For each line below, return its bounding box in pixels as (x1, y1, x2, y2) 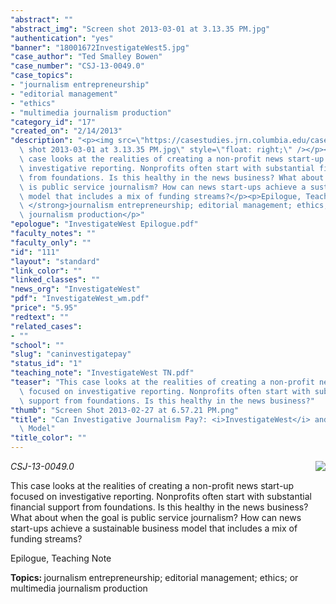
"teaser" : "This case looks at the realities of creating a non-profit (10, 377, 315, 387)
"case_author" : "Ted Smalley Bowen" (10, 52, 163, 62)
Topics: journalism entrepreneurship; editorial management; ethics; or (10, 572, 299, 583)
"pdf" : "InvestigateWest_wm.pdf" (10, 294, 150, 304)
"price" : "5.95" (10, 303, 78, 313)
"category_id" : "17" (10, 117, 97, 127)
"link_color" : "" (10, 266, 83, 276)
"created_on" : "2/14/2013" (10, 126, 123, 136)
